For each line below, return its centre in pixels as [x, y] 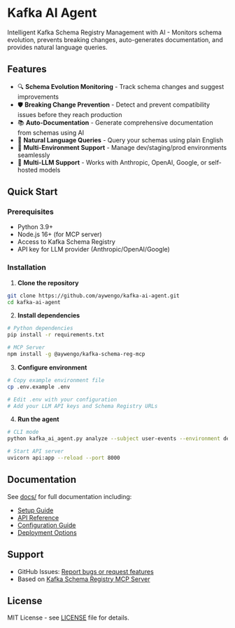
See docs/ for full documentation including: [70, 496]
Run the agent [38, 419]
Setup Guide [35, 510]
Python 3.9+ [35, 227]
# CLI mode [23, 432]
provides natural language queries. [57, 47]
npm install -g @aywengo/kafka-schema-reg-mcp [76, 354]
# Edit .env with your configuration [62, 400]
